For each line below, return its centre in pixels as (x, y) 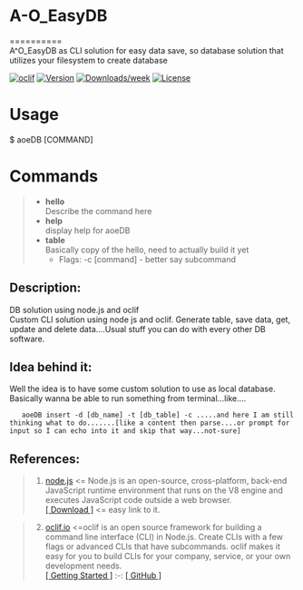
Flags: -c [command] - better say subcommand (147, 259)
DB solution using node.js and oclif (74, 310)
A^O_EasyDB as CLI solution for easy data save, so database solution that (147, 50)
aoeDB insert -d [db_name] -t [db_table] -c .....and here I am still (158, 415)
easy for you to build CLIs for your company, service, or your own (168, 556)
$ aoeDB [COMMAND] (51, 139)
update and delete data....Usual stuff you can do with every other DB (137, 329)
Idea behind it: (51, 367)
